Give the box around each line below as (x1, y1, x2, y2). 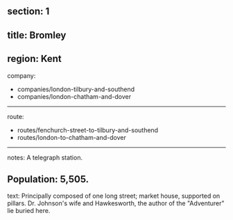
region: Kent (7, 53, 62, 65)
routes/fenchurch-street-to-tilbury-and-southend (17, 125, 158, 134)
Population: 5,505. (7, 173, 89, 185)
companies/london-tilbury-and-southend (17, 85, 135, 93)
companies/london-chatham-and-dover (17, 92, 132, 100)
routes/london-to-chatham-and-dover (17, 133, 126, 141)
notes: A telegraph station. (7, 153, 83, 162)
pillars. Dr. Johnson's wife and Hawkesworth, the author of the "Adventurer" (7, 199, 225, 207)
